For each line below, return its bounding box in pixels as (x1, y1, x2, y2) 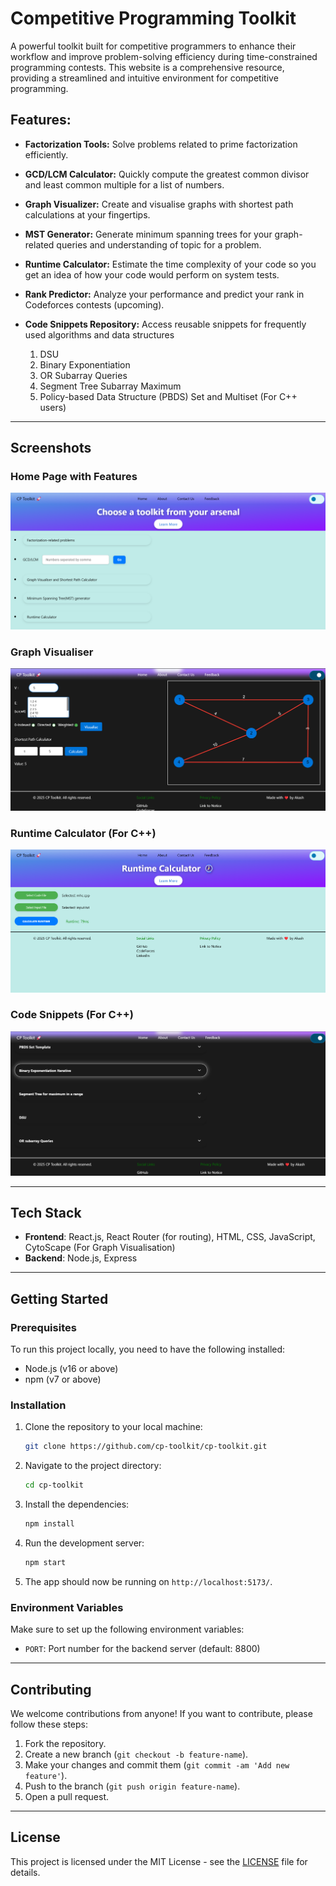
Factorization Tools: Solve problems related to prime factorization (24, 138, 298, 150)
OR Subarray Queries (39, 369, 128, 381)
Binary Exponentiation (39, 358, 131, 371)
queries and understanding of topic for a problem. (56, 238, 262, 251)
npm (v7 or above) (24, 1373, 102, 1386)
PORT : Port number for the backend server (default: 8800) (24, 1643, 261, 1655)
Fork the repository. (24, 1738, 107, 1750)
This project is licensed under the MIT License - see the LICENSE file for (10, 1855, 308, 1867)
